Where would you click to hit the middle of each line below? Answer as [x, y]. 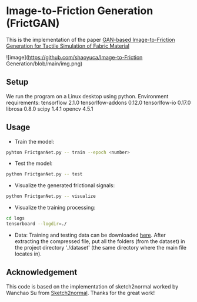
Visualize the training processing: [55, 208]
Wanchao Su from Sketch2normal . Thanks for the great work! [81, 293]
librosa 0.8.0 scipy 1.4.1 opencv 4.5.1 [50, 109]
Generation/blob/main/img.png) [44, 64]
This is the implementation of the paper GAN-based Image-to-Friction [91, 39]
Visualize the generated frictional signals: [65, 185]
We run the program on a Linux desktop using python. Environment [87, 96]
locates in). [28, 254]
